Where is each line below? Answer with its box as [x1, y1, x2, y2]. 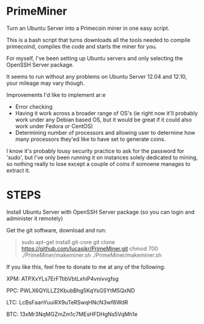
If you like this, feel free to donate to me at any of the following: [6, 263, 166, 270]
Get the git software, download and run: [6, 226, 107, 234]
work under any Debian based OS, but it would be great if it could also [15, 116, 192, 123]
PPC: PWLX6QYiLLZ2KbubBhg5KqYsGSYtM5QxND [6, 287, 136, 294]
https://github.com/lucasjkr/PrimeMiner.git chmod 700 [21, 245, 159, 252]
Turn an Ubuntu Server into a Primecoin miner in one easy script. [6, 24, 170, 32]
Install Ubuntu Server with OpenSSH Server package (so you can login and [6, 208, 195, 215]
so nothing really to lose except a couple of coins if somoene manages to [6, 160, 191, 167]
